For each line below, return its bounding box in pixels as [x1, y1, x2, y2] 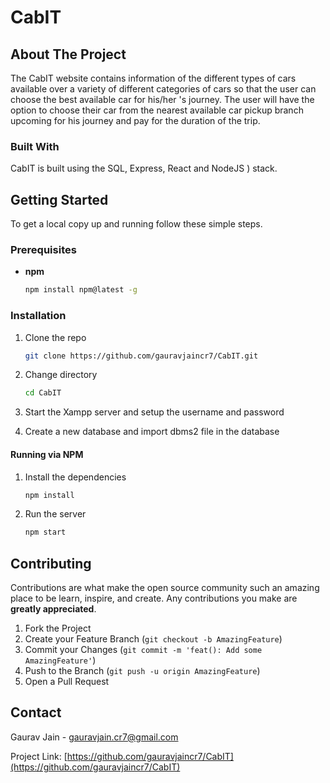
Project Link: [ [10, 750, 68, 762]
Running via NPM [10, 448, 84, 460]
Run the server [24, 508, 87, 520]
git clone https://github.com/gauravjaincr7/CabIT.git [24, 351, 259, 361]
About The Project [10, 46, 127, 63]
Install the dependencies [24, 471, 127, 483]
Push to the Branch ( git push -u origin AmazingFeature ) [24, 665, 261, 677]
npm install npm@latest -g [24, 285, 138, 295]
